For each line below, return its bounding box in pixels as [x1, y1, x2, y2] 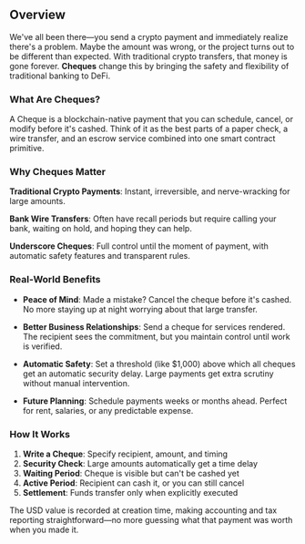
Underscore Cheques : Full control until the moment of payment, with [9, 241, 269, 251]
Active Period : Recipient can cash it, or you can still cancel [22, 477, 245, 488]
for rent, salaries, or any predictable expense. [22, 405, 194, 416]
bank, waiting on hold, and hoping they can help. [9, 223, 193, 234]
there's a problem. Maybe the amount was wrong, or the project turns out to [9, 41, 295, 52]
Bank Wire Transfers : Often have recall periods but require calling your [9, 213, 277, 224]
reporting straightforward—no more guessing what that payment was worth [9, 515, 293, 525]
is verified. [22, 341, 63, 352]
